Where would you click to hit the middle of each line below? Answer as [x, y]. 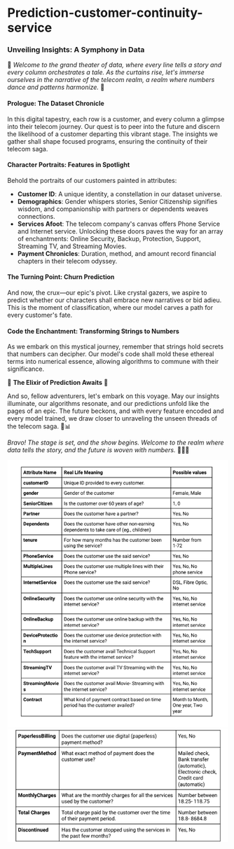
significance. [26, 369]
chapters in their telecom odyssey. [67, 261]
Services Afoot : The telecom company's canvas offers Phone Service [119, 224]
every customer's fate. [40, 315]
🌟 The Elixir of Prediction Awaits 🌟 [58, 383]
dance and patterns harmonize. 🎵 [56, 87]
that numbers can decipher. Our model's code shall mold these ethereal [111, 354]
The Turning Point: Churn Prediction [61, 277]
